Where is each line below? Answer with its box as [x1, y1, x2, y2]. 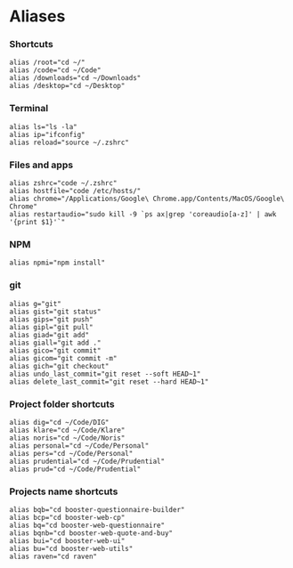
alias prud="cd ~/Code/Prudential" [9, 465, 142, 474]
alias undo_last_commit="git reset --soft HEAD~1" [9, 369, 201, 378]
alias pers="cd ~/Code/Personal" [9, 449, 134, 458]
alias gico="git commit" [9, 345, 102, 355]
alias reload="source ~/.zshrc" [9, 138, 129, 147]
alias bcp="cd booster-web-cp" [9, 514, 126, 523]
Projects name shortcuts [9, 485, 118, 498]
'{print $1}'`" [9, 218, 66, 227]
